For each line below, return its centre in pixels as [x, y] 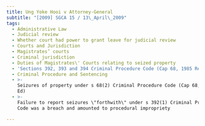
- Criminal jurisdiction [43, 57]
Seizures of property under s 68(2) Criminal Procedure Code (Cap [103, 86]
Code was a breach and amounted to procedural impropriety [94, 108]
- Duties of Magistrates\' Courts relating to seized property [94, 63]
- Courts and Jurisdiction [46, 46]
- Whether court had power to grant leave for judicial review [94, 40]
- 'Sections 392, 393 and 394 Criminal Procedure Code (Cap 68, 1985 [102, 68]
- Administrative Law [39, 29]
